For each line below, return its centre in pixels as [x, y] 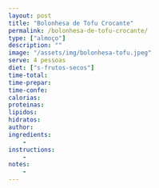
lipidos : [23, 113]
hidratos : [25, 120]
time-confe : [28, 90]
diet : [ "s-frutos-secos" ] [51, 68]
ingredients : [30, 134]
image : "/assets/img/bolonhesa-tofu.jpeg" [80, 53]
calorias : [25, 98]
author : [21, 127]
